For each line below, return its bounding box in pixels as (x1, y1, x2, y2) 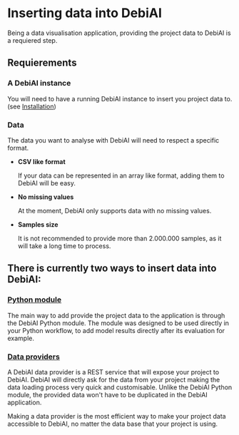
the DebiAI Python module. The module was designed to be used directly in (7, 319, 230, 327)
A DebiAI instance (7, 78, 71, 88)
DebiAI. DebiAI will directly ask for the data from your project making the (7, 375, 220, 384)
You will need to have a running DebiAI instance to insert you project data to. (7, 94, 233, 103)
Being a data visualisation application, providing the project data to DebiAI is (7, 29, 231, 37)
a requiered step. (7, 36, 58, 44)
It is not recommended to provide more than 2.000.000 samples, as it (17, 234, 222, 242)
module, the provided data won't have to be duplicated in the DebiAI (7, 390, 208, 399)
